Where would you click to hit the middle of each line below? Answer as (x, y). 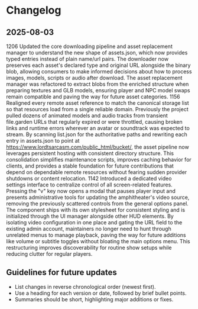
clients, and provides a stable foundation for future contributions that (90, 166)
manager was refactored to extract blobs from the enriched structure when (98, 84)
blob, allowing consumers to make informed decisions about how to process (99, 71)
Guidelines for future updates (61, 273)
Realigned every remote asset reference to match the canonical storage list (98, 103)
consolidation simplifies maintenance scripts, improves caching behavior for (99, 160)
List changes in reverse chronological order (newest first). (85, 287)
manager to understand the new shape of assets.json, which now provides (97, 53)
